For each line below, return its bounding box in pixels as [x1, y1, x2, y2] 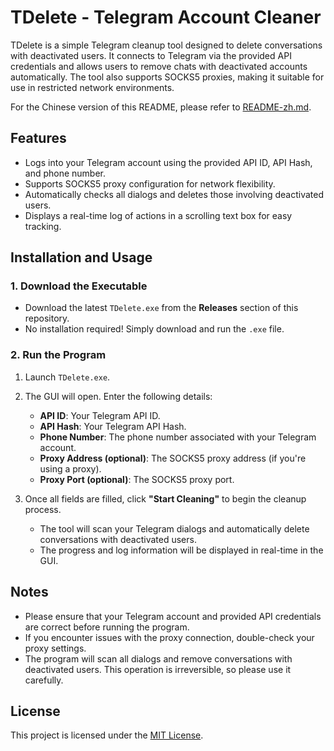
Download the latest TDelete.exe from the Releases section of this [24, 302, 299, 314]
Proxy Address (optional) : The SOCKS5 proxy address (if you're [39, 452, 307, 464]
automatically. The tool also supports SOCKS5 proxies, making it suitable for [10, 71, 325, 83]
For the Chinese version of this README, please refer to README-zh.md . [10, 101, 312, 113]
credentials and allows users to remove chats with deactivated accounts [10, 60, 308, 72]
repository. [24, 312, 70, 325]
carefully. [24, 674, 64, 686]
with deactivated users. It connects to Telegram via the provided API [10, 49, 292, 61]
